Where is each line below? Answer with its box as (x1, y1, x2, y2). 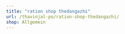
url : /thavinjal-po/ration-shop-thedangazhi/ (6, 14, 119, 20)
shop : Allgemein (6, 19, 46, 25)
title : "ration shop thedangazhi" (6, 8, 91, 14)
